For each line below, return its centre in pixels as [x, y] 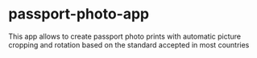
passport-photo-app [79, 14]
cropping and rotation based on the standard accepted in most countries [129, 44]
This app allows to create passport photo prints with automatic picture [125, 36]
